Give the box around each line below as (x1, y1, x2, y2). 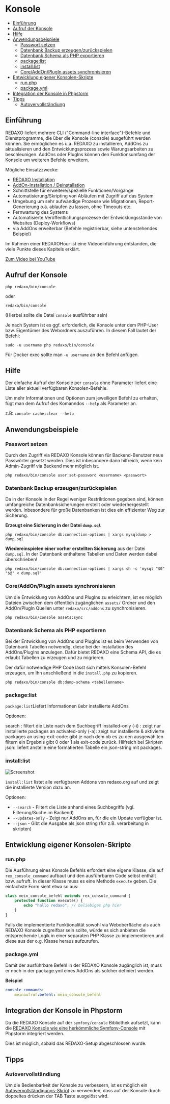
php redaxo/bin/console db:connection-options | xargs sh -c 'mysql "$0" (5, 566, 165, 571)
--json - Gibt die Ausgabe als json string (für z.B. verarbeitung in (12, 820, 149, 826)
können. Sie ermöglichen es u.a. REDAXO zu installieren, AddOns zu (5, 140, 148, 146)
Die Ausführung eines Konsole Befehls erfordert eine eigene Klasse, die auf (5, 867, 164, 873)
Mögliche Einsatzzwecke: (5, 166, 59, 172)
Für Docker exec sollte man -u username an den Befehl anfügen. (5, 352, 139, 358)
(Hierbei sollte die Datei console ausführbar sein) (5, 312, 108, 318)
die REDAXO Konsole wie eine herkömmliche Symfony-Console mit (5, 1025, 146, 1031)
